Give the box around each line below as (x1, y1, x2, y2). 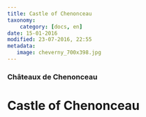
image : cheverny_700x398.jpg (16, 49, 101, 56)
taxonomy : (7, 17, 36, 24)
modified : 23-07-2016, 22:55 (7, 36, 92, 43)
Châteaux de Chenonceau (7, 72, 98, 81)
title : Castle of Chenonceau (7, 10, 92, 17)
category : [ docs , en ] (20, 23, 82, 30)
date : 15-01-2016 (7, 29, 58, 37)
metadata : (7, 42, 36, 49)
